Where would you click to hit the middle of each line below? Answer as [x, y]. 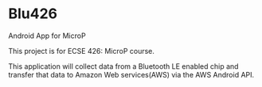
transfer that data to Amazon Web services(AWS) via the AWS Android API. [131, 74]
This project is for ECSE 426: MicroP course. [82, 51]
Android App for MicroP [47, 36]
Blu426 [33, 14]
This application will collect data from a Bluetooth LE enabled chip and [123, 66]
